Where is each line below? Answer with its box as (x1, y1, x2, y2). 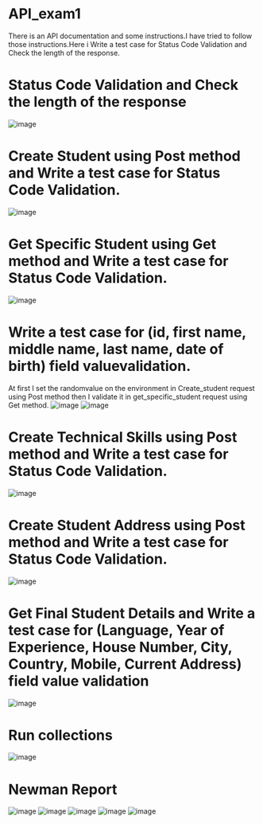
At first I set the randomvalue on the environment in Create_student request (8, 383, 256, 392)
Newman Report (8, 780, 118, 799)
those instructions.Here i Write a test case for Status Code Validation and (8, 39, 248, 49)
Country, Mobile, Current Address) (8, 654, 242, 673)
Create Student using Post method (8, 147, 241, 166)
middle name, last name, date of (8, 340, 224, 358)
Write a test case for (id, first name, (8, 323, 246, 341)
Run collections (8, 726, 113, 744)
